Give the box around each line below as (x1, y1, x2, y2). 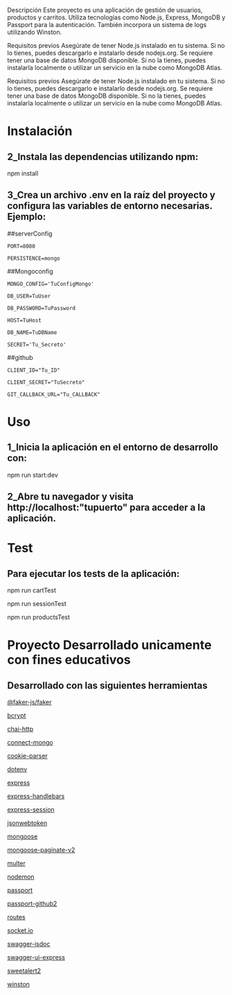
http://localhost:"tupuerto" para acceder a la (7, 502, 206, 514)
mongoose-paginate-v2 (7, 846, 75, 854)
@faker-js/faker (7, 698, 52, 707)
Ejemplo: (7, 211, 46, 223)
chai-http (7, 725, 33, 734)
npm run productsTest (7, 613, 71, 621)
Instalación (7, 123, 73, 139)
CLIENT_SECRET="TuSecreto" (7, 379, 85, 386)
